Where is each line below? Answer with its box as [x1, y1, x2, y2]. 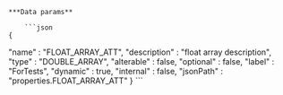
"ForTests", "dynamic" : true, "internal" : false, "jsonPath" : [8, 66, 223, 76]
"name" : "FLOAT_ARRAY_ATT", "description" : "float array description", [8, 47, 272, 57]
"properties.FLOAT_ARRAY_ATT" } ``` [8, 75, 144, 86]
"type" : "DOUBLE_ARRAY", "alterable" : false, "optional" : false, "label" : [8, 56, 275, 66]
